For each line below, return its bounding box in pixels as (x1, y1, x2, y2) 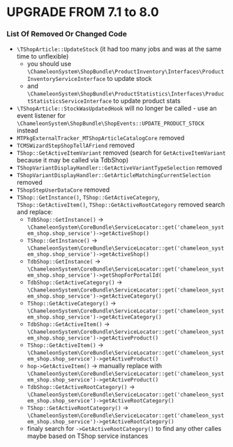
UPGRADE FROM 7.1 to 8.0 (6, 4, 160, 20)
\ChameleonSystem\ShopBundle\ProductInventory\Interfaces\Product (27, 68, 225, 75)
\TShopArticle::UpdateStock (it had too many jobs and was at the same (16, 45, 222, 53)
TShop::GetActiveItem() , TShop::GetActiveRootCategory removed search (16, 200, 225, 209)
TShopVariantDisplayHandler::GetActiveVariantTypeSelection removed (16, 163, 223, 172)
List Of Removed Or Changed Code (6, 29, 127, 39)
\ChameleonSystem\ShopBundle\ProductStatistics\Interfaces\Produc (27, 91, 225, 98)
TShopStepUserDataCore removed (16, 185, 110, 194)
